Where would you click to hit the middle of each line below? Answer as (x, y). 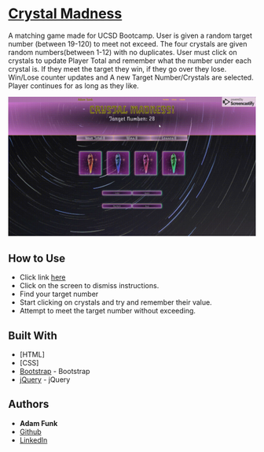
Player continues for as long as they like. (73, 85)
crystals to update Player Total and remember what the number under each (130, 61)
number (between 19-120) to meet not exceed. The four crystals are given (128, 43)
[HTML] (32, 354)
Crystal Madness (65, 14)
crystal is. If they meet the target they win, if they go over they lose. (117, 69)
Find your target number (59, 294)
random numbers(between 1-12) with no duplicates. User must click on (123, 52)
